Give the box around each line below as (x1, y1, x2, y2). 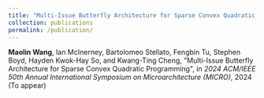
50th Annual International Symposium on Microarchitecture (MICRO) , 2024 (8, 72, 252, 82)
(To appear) (8, 81, 46, 90)
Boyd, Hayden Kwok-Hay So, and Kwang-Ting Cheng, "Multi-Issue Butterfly (8, 56, 254, 65)
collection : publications (8, 19, 93, 27)
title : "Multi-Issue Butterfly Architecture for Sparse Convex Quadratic (8, 11, 256, 20)
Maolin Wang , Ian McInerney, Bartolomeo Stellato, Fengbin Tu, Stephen (8, 48, 241, 57)
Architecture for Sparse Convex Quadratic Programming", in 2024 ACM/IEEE (8, 64, 256, 74)
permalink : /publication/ (8, 26, 93, 34)
